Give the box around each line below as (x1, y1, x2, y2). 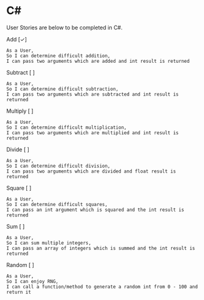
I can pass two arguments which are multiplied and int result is (6, 129, 179, 136)
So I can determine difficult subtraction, (6, 86, 119, 92)
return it (6, 289, 32, 295)
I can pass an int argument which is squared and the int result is (6, 207, 184, 213)
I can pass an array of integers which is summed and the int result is (6, 245, 195, 251)
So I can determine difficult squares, (6, 201, 108, 207)
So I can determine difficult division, (6, 163, 111, 169)
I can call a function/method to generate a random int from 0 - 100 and (6, 284, 199, 290)
